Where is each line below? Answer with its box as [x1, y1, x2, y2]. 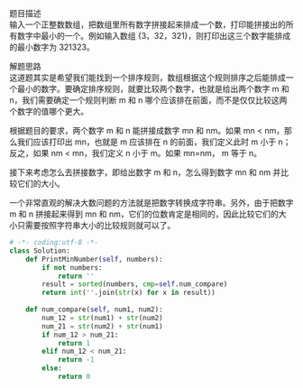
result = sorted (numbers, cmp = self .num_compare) [41, 280, 228, 289]
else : [41, 364, 63, 373]
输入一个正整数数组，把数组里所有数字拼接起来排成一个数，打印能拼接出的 [9, 19, 286, 30]
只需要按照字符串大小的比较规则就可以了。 [16, 220, 176, 230]
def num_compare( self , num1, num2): [25, 305, 164, 314]
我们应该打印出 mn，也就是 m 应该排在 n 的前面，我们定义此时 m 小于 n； [16, 136, 291, 147]
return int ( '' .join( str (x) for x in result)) [41, 288, 216, 298]
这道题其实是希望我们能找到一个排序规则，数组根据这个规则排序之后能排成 [9, 72, 286, 83]
